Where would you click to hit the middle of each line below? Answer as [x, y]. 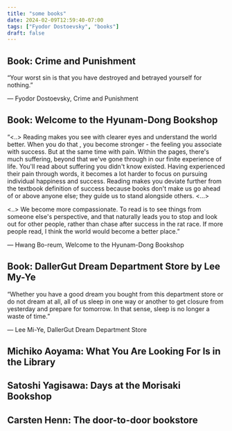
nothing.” [20, 85]
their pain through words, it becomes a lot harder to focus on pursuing [107, 173]
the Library [32, 362]
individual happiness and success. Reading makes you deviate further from [115, 181]
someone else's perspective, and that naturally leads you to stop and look [113, 216]
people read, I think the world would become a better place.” [93, 231]
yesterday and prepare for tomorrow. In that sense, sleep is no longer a [108, 308]
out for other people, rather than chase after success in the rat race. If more [115, 224]
